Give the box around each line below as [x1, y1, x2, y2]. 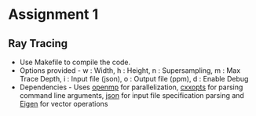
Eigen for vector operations [19, 100, 108, 108]
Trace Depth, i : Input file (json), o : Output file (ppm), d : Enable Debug [19, 74, 249, 83]
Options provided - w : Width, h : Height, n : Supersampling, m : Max [19, 66, 241, 75]
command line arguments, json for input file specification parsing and [19, 91, 245, 100]
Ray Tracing [8, 37, 68, 50]
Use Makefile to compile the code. [19, 57, 131, 67]
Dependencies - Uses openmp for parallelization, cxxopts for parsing [19, 82, 243, 92]
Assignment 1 [8, 5, 99, 24]
